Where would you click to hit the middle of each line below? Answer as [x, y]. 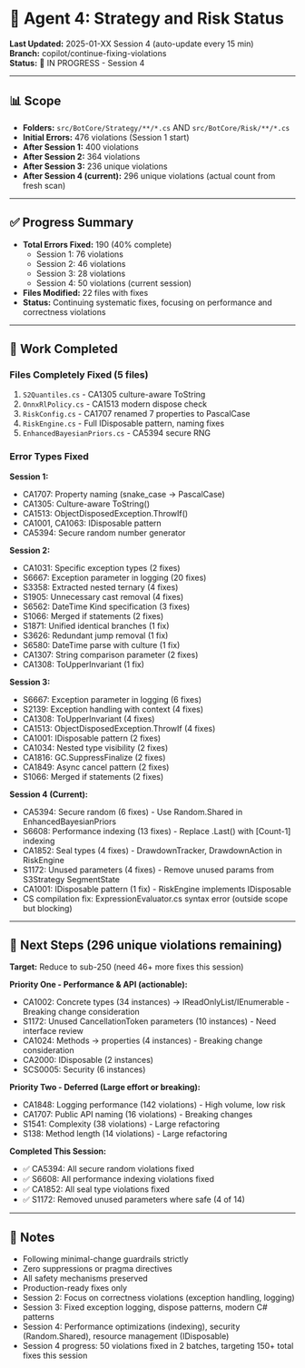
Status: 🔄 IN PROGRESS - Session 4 [77, 63]
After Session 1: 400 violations [80, 147]
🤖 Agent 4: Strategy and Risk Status [147, 19]
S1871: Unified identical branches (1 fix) [96, 625]
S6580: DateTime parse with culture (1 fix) [101, 645]
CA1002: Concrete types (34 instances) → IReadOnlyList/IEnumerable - [156, 1002]
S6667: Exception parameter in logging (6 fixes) [112, 699]
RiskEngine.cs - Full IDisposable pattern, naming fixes [123, 423]
